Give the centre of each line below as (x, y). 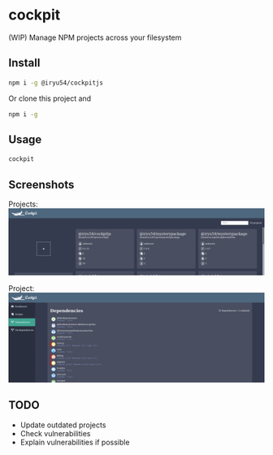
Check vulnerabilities (55, 433)
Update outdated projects (63, 425)
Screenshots (41, 184)
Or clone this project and (50, 98)
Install (24, 63)
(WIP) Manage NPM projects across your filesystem (95, 37)
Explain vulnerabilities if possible (75, 442)
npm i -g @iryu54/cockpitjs (56, 83)
